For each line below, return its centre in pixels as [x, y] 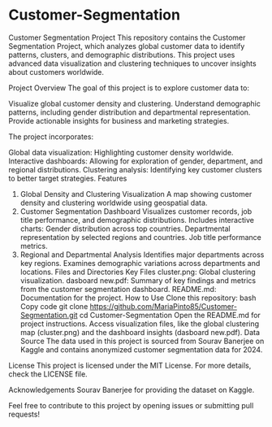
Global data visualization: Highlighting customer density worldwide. [121, 152]
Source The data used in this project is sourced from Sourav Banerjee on [142, 341]
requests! [24, 414]
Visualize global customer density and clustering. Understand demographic [135, 103]
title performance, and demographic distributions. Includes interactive [137, 220]
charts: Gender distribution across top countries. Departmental [125, 229]
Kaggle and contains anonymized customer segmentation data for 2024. [141, 349]
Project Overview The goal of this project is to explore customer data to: [129, 88]
